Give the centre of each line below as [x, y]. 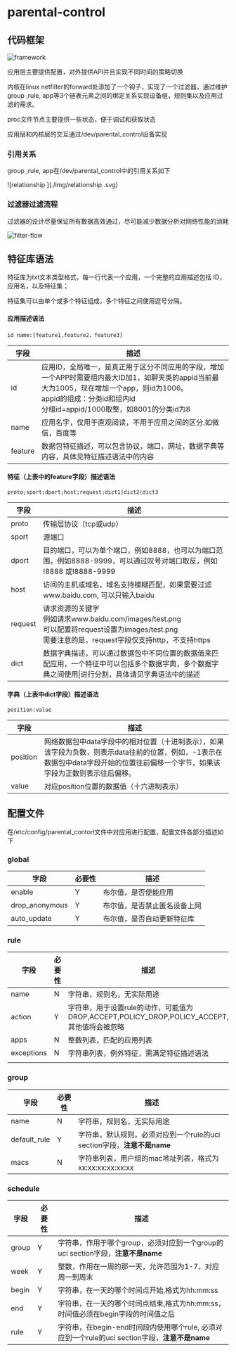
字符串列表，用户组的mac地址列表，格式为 [149, 1158]
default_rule [31, 1139]
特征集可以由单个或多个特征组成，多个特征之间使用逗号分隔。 [97, 301]
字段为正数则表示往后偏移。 [90, 773]
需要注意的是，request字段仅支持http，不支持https [127, 639]
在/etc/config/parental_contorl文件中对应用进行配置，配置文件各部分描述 [112, 831]
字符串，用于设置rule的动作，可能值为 [130, 1008]
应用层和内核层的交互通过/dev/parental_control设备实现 [87, 134]
